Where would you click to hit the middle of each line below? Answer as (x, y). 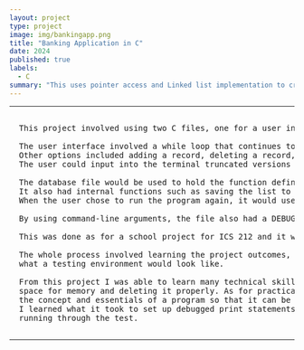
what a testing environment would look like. (121, 264)
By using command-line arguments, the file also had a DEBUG (157, 218)
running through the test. (78, 318)
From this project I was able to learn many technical (143, 282)
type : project (36, 26)
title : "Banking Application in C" (76, 43)
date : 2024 (30, 52)
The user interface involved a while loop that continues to (157, 146)
